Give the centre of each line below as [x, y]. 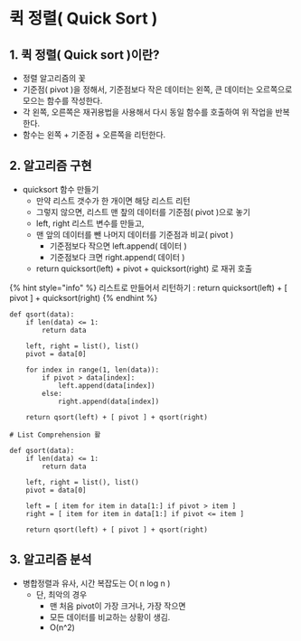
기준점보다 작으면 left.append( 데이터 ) [118, 246]
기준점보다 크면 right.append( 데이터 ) [117, 257]
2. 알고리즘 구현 [51, 166]
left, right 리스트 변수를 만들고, [90, 223]
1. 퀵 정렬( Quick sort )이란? [85, 55]
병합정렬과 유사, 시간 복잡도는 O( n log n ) [96, 583]
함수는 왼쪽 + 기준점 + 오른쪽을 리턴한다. [94, 135]
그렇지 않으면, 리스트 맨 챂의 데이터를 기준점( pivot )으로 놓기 [143, 212]
